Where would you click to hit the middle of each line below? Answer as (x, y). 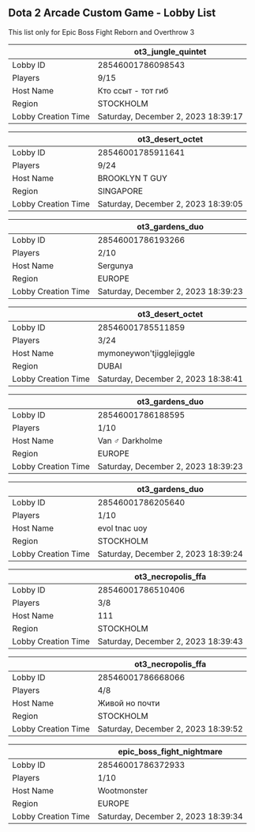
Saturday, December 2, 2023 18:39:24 (170, 554)
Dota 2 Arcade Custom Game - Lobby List (112, 13)
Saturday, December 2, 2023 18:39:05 (170, 203)
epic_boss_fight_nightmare (171, 751)
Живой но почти (129, 703)
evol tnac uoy (122, 528)
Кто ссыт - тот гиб (133, 90)
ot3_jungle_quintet (170, 51)
